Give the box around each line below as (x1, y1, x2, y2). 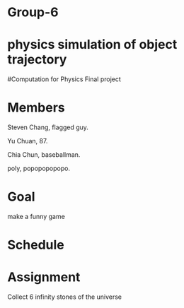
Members (7, 100, 65, 116)
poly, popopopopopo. (7, 164, 71, 173)
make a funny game (7, 213, 65, 220)
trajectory (7, 52, 67, 68)
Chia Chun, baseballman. (7, 150, 81, 159)
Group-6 (7, 4, 59, 20)
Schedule (7, 237, 65, 253)
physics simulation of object (7, 37, 178, 53)
